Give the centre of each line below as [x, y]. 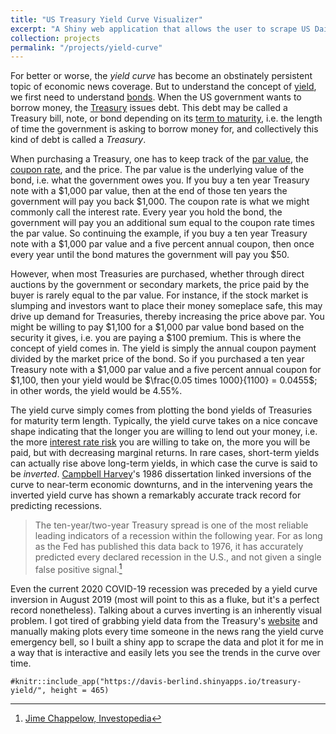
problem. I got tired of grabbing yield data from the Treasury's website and [164, 620]
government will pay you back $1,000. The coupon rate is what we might [160, 202]
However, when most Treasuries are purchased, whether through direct [157, 274]
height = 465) [80, 690]
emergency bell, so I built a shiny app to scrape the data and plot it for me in [167, 642]
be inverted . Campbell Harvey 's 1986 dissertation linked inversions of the [161, 474]
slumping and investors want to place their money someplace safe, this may [166, 306]
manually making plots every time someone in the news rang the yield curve [167, 631]
